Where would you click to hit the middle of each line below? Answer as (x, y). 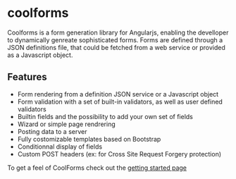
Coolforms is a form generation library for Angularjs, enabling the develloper (118, 32)
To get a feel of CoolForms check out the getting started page (97, 168)
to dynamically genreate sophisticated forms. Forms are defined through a (115, 39)
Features (27, 77)
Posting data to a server (52, 131)
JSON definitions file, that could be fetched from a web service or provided (116, 47)
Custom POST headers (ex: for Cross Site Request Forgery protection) (119, 154)
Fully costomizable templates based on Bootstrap (89, 139)
